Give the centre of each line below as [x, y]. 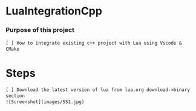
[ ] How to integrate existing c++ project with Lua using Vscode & [94, 43]
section [15, 96]
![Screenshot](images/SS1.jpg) [45, 102]
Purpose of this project [40, 30]
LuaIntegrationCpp [54, 11]
